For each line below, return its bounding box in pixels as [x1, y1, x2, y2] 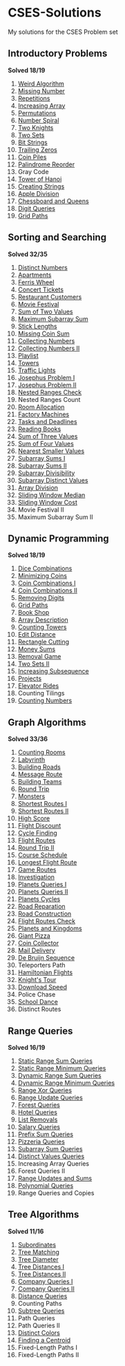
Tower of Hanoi [17, 175, 62, 183]
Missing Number [17, 86, 65, 95]
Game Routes [17, 865, 57, 874]
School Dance [17, 998, 58, 1006]
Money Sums [17, 645, 56, 653]
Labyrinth [17, 756, 46, 764]
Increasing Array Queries [17, 1160, 89, 1168]
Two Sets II [17, 660, 50, 668]
